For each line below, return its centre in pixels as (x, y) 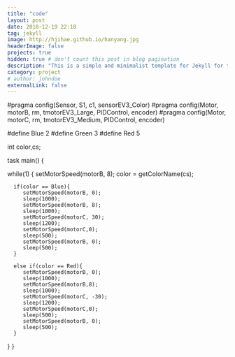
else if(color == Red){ (48, 266)
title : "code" (28, 14)
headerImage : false (36, 46)
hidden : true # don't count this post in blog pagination (93, 59)
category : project (34, 72)
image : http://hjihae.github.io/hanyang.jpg (73, 40)
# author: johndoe (34, 79)
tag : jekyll (24, 33)
